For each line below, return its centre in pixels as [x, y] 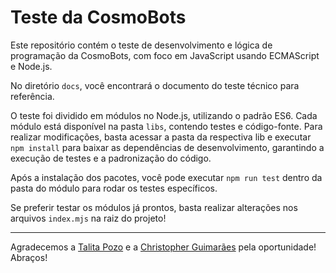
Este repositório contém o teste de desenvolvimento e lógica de [141, 45]
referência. [32, 96]
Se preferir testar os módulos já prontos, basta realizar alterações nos [154, 207]
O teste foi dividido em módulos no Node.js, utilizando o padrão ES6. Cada [164, 115]
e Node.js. [31, 66]
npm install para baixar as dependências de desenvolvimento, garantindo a [167, 147]
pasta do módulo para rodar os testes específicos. [114, 188]
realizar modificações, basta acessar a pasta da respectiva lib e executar [161, 137]
